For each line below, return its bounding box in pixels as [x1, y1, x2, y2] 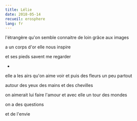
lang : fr [5, 21, 23, 26]
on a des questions [5, 102, 44, 108]
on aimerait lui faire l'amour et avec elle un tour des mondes [5, 92, 128, 98]
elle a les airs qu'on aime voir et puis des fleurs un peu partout [5, 73, 133, 79]
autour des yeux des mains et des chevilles [5, 82, 93, 88]
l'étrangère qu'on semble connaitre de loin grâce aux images [5, 35, 129, 40]
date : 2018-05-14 [5, 12, 41, 17]
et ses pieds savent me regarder [5, 54, 71, 60]
